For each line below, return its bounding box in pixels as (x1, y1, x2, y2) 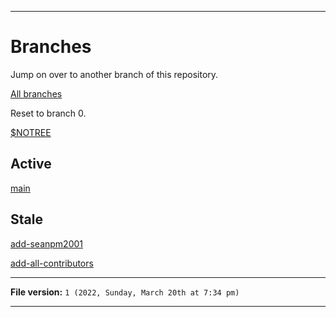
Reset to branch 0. (10, 107, 87, 119)
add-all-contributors (10, 257, 94, 269)
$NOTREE (10, 126, 52, 138)
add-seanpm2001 (10, 237, 83, 250)
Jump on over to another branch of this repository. (10, 68, 219, 80)
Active (10, 156, 52, 173)
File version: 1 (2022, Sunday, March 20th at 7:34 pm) (10, 286, 240, 298)
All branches (10, 87, 63, 100)
